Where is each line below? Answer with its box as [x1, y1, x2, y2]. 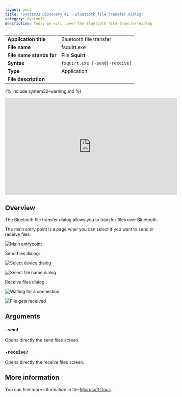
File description [7, 76, 45, 83]
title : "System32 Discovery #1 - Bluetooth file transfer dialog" [5, 12, 144, 17]
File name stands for [7, 52, 57, 59]
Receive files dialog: [5, 279, 46, 285]
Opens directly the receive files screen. [5, 359, 84, 365]
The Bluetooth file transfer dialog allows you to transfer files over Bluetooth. [5, 217, 158, 223]
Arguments [5, 312, 41, 321]
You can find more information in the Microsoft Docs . [5, 386, 112, 392]
